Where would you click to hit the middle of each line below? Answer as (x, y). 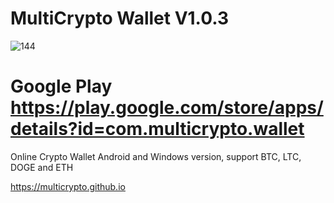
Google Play (61, 86)
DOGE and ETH (42, 167)
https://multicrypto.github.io (68, 186)
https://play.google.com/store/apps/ (167, 108)
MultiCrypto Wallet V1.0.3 (119, 18)
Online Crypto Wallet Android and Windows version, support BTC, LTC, (156, 156)
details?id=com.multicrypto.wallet (157, 129)
